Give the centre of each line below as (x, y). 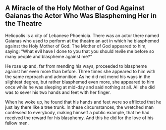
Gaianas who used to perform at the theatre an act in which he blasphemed (82, 41)
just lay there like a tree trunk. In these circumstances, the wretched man (80, 107)
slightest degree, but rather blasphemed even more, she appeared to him (80, 82)
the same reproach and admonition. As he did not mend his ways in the (78, 77)
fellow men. (17, 123)
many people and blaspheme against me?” (49, 56)
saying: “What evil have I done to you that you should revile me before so (80, 51)
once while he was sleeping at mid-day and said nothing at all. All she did (80, 87)
